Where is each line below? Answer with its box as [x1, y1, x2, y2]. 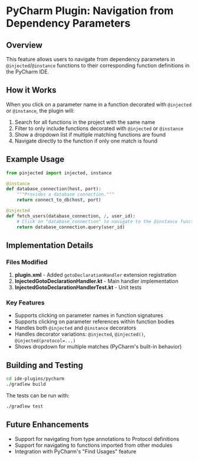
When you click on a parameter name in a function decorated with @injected [6, 101, 192, 108]
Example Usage [6, 154, 65, 164]
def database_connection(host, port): [6, 186, 101, 192]
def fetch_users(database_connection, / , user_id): [6, 213, 136, 219]
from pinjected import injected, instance [6, 170, 112, 176]
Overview [6, 40, 43, 50]
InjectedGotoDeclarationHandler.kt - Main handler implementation [14, 278, 179, 285]
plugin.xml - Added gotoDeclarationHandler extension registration [14, 271, 177, 278]
